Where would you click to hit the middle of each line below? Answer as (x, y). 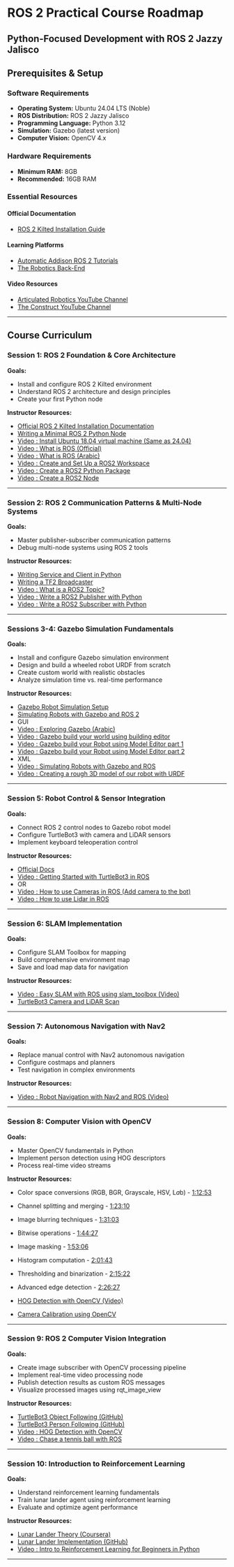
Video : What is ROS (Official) (60, 448)
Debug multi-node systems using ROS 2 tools (83, 548)
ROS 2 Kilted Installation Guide (61, 229)
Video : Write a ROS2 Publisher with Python (80, 597)
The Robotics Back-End (51, 268)
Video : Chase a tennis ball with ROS (70, 1439)
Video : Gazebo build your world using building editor (94, 737)
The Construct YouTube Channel (64, 307)
